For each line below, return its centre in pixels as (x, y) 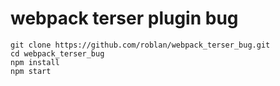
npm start (31, 71)
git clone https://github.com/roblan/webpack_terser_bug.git (140, 45)
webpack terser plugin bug (124, 18)
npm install (35, 62)
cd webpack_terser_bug (57, 53)
